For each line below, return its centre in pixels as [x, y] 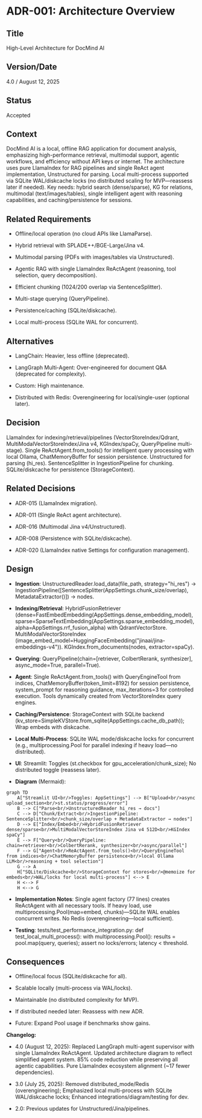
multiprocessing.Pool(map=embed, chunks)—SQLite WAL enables [97, 912]
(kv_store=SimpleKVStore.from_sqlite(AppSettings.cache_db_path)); [100, 721]
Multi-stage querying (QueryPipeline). [62, 299]
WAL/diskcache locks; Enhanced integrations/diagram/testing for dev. [102, 1097]
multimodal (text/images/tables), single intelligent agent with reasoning [94, 194]
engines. [26, 702]
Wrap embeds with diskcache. [52, 727]
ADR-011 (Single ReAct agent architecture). [68, 515]
